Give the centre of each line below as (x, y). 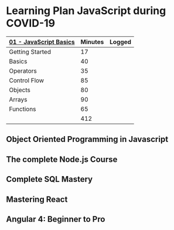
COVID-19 (31, 23)
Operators (23, 70)
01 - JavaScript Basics (42, 42)
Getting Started (30, 52)
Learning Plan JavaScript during (86, 11)
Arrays (18, 99)
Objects (20, 90)
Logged (120, 42)
